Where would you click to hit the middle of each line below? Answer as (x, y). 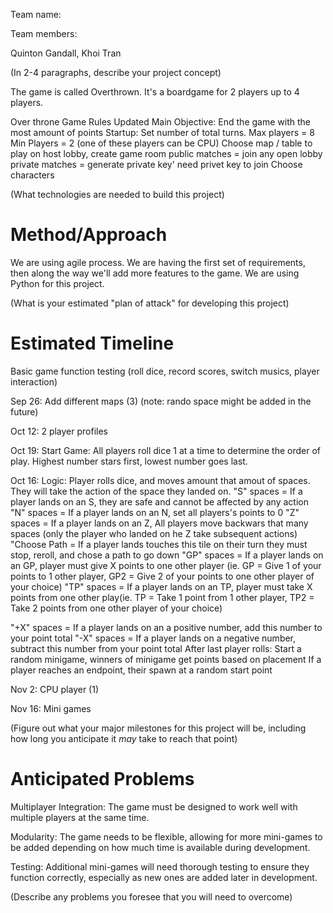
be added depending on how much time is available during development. (160, 847)
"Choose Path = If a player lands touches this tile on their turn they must (159, 544)
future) (24, 411)
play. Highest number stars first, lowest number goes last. (129, 461)
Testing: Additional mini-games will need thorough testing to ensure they (160, 866)
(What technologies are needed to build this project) (117, 194)
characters (32, 175)
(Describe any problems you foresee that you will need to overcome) (151, 896)
